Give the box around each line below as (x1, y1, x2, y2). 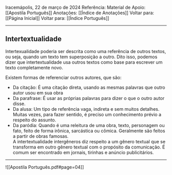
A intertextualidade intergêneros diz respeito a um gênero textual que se (12, 138, 165, 144)
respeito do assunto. (12, 117, 56, 123)
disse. (12, 101, 26, 107)
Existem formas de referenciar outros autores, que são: (5, 74, 122, 81)
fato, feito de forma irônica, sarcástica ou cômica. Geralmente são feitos (12, 128, 165, 134)
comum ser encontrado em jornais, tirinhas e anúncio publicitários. (12, 149, 154, 155)
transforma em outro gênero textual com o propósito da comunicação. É (12, 144, 165, 150)
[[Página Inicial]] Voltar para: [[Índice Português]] (5, 15, 110, 21)
